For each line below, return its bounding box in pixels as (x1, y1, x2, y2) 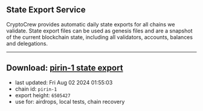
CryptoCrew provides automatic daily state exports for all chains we (6, 20, 175, 28)
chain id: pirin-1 (14, 85, 57, 92)
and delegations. (6, 40, 48, 47)
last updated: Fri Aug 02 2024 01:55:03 (14, 79, 113, 86)
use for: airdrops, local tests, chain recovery (14, 98, 125, 105)
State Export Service (6, 5, 86, 15)
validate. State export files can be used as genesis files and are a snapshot (6, 27, 193, 34)
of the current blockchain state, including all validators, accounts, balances (6, 33, 193, 41)
